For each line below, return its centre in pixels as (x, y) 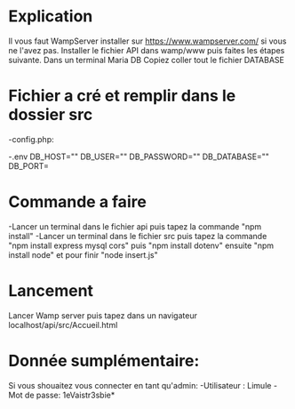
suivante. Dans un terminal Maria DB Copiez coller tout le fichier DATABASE (147, 60)
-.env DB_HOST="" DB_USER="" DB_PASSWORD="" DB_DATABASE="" (139, 156)
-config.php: (31, 139)
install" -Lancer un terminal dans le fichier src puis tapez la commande (138, 236)
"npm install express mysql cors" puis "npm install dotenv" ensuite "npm (141, 245)
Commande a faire (78, 202)
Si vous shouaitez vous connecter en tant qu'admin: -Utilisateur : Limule (140, 385)
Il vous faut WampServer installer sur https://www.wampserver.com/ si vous (147, 41)
